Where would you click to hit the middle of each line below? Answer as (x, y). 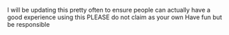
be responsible (29, 24)
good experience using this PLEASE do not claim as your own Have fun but (115, 17)
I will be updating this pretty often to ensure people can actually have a (109, 10)
